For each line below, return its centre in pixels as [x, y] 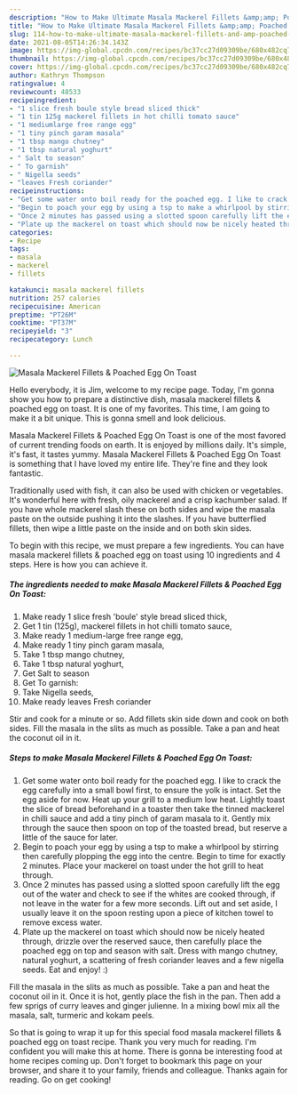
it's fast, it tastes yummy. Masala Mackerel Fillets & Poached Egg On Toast [145, 454]
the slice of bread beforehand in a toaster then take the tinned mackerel [153, 808]
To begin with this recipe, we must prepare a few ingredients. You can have [147, 545]
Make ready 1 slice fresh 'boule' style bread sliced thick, [125, 616]
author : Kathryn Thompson [57, 76]
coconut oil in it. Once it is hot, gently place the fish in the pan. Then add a [145, 996]
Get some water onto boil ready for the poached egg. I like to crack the [152, 780]
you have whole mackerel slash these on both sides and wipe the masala [142, 509]
